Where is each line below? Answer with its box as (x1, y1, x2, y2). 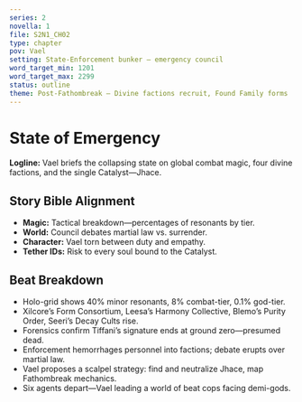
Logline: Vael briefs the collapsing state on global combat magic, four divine (9, 157, 293, 168)
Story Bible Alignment (9, 193, 135, 209)
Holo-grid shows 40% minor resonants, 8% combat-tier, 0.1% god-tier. (22, 296, 286, 307)
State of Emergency (9, 127, 160, 148)
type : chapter (9, 38, 63, 48)
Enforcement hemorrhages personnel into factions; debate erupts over (22, 344, 286, 355)
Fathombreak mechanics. (22, 373, 117, 384)
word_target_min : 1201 (9, 64, 95, 73)
